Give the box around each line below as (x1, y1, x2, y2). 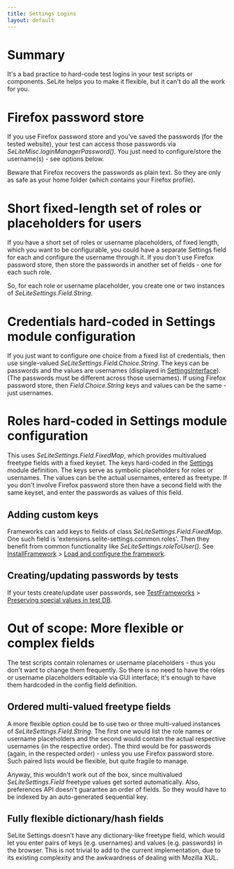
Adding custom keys (7, 509, 99, 521)
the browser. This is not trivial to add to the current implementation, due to (7, 846, 221, 854)
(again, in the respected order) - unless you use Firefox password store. (7, 749, 214, 758)
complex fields (7, 635, 95, 651)
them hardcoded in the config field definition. (7, 680, 138, 689)
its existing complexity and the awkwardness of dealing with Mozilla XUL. (7, 854, 219, 862)
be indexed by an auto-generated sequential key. (7, 792, 149, 801)
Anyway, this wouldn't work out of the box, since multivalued (7, 770, 183, 779)
